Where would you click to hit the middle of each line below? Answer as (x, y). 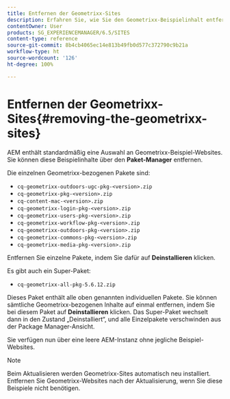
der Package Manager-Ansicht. (51, 326)
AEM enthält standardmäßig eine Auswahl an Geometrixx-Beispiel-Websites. (115, 152)
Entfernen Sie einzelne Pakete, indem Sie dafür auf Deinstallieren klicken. (111, 257)
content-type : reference (42, 39)
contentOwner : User (35, 26)
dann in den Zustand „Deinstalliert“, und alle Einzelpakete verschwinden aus (114, 319)
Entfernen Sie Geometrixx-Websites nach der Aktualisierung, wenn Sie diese (115, 381)
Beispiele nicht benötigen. (44, 388)
